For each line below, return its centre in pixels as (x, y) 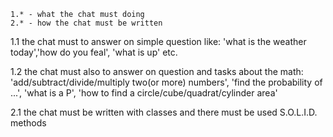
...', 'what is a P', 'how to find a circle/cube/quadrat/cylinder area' (144, 93)
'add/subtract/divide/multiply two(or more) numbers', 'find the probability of (166, 82)
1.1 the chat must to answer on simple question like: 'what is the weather (158, 41)
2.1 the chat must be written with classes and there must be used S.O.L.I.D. (164, 112)
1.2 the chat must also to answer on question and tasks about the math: (157, 71)
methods (28, 123)
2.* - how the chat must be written (86, 23)
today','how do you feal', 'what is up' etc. (94, 52)
